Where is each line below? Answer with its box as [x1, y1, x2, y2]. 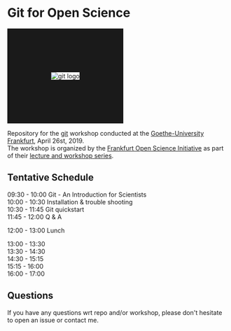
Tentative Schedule [7, 171, 94, 183]
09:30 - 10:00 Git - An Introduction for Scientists [7, 190, 147, 199]
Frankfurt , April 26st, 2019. [7, 136, 85, 145]
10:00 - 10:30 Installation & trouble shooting [7, 197, 133, 206]
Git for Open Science [7, 5, 131, 21]
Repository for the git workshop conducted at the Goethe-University [7, 129, 204, 137]
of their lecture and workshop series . [7, 151, 114, 160]
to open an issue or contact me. [7, 316, 99, 324]
